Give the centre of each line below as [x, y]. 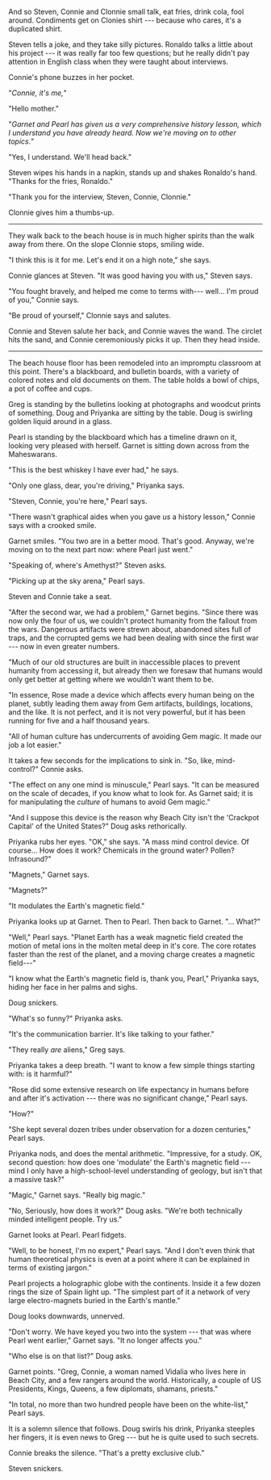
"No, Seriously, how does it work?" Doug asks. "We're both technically [126, 1211]
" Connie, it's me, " [38, 93]
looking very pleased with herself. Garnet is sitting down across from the [129, 446]
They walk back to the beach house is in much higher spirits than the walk [131, 236]
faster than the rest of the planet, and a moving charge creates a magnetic [132, 954]
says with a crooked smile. [52, 525]
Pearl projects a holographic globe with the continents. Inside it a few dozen [135, 1283]
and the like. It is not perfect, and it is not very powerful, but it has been [127, 712]
